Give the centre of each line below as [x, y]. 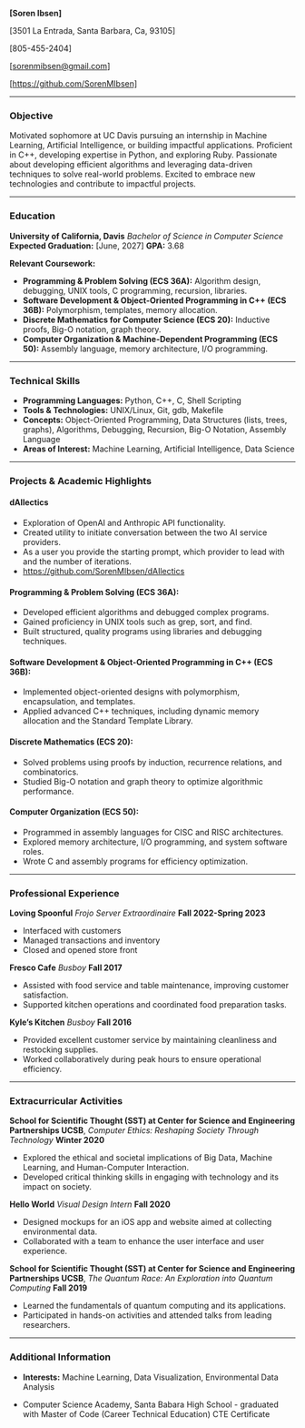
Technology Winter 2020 [57, 1140]
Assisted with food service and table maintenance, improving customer [156, 986]
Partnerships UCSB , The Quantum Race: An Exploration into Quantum [141, 1279]
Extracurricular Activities [66, 1101]
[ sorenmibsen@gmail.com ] [60, 66]
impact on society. [57, 1187]
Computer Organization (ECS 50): [74, 812]
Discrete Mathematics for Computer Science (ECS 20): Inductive [146, 319]
